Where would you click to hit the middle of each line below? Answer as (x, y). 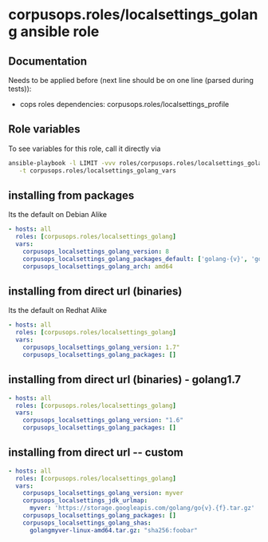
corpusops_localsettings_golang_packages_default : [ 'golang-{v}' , (135, 259)
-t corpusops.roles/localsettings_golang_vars (98, 170)
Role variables (44, 129)
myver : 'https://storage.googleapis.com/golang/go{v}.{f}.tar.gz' (142, 508)
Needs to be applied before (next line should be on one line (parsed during (131, 80)
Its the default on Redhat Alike (58, 311)
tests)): (20, 89)
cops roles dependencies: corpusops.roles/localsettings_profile (124, 104)
